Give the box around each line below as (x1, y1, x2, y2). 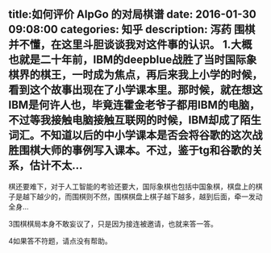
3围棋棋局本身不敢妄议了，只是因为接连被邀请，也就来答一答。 (8, 218, 218, 228)
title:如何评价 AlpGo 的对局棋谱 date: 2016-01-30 (8, 7, 256, 22)
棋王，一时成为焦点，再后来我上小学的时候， (40, 68, 263, 82)
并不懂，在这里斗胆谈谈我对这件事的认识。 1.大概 (8, 38, 252, 52)
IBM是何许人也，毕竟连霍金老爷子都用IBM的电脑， (8, 98, 261, 112)
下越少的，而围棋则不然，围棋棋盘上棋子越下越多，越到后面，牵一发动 (29, 192, 263, 201)
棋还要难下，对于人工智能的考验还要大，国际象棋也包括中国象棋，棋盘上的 (8, 181, 256, 191)
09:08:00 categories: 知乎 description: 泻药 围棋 (8, 23, 256, 36)
